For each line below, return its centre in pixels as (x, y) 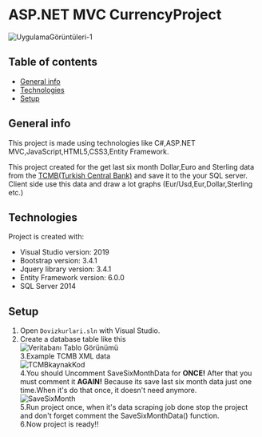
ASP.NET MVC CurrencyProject (115, 15)
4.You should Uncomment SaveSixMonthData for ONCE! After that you (136, 373)
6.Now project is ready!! (59, 424)
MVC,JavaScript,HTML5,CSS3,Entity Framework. (89, 151)
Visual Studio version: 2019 (65, 252)
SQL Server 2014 (48, 287)
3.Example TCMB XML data (65, 356)
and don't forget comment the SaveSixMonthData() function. (119, 416)
